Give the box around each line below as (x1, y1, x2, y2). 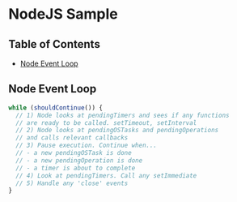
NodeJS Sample (8, 5, 119, 24)
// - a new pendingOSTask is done (15, 149, 132, 157)
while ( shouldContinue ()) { (8, 103, 104, 112)
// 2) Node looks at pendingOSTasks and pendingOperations (15, 127, 219, 135)
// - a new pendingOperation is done (15, 156, 143, 165)
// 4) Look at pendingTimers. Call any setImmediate (15, 171, 197, 179)
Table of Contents (8, 37, 101, 51)
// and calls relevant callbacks (15, 134, 129, 142)
